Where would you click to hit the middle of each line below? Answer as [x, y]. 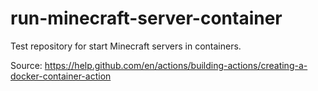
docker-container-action [61, 76]
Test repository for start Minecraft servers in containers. [126, 46]
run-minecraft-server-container [146, 18]
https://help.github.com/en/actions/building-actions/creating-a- [176, 65]
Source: [26, 65]
